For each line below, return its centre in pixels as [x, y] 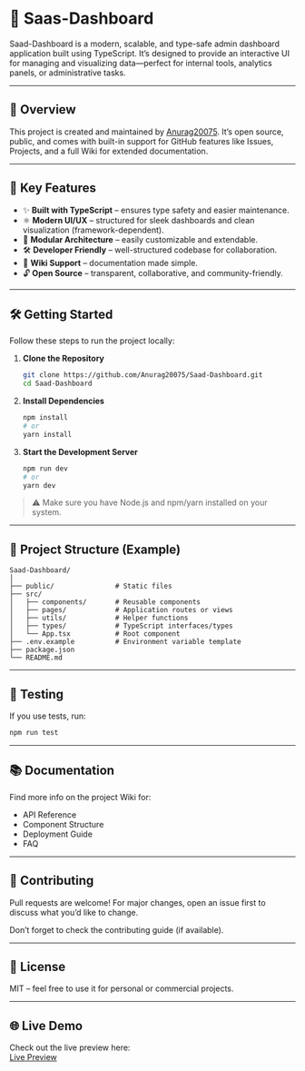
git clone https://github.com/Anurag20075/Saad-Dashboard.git [143, 375]
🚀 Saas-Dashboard [82, 19]
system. [46, 512]
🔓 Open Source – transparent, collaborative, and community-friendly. [152, 273]
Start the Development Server [80, 451]
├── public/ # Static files [91, 586]
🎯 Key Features [53, 188]
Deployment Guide [58, 834]
